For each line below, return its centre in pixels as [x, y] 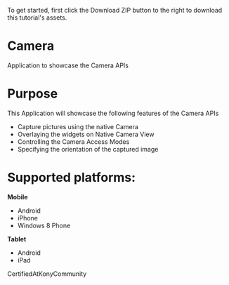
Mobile [18, 197]
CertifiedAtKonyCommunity [47, 274]
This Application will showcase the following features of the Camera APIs [113, 113]
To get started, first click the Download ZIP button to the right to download [115, 10]
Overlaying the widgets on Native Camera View [86, 134]
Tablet [17, 239]
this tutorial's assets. [37, 18]
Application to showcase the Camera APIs [68, 65]
